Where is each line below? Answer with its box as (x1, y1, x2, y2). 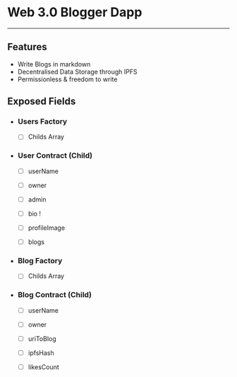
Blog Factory (17, 256, 63, 266)
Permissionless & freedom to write (17, 75, 118, 83)
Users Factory (17, 117, 68, 127)
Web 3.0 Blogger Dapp (7, 4, 142, 21)
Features (7, 41, 47, 53)
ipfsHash (28, 349, 54, 357)
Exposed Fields (7, 95, 76, 108)
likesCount (28, 363, 60, 371)
